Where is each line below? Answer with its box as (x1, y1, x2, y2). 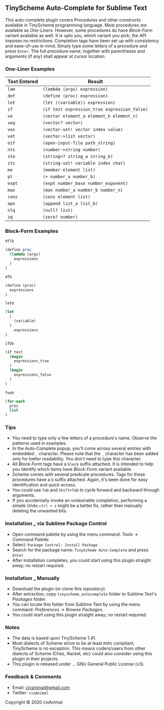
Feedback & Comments (5, 673, 62, 680)
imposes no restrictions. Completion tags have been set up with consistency (5, 38, 159, 44)
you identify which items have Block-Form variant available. (12, 466, 133, 472)
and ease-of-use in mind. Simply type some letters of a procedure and (5, 43, 147, 48)
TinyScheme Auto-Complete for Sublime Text (5, 4, 147, 12)
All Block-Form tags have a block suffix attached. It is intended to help (12, 461, 154, 467)
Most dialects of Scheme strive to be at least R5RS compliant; (12, 641, 135, 646)
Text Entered (7, 78, 38, 85)
